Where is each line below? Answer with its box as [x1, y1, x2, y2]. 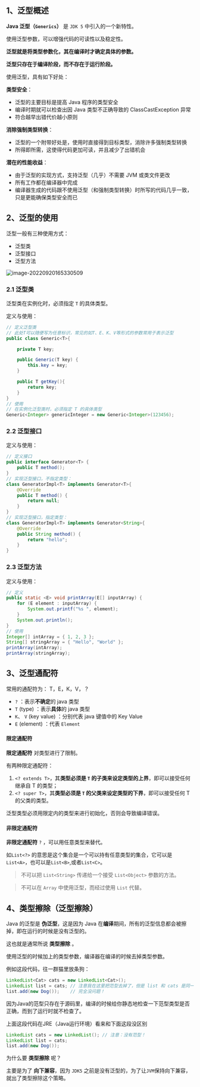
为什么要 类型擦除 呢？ [6, 1054, 61, 1061]
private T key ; [17, 346, 55, 352]
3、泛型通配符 [6, 669, 58, 679]
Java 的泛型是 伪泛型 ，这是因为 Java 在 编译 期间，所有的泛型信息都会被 [6, 920, 182, 927]
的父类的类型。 [14, 797, 52, 804]
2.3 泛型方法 [6, 563, 42, 571]
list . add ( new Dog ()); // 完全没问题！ [6, 988, 105, 994]
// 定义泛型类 [6, 324, 37, 330]
